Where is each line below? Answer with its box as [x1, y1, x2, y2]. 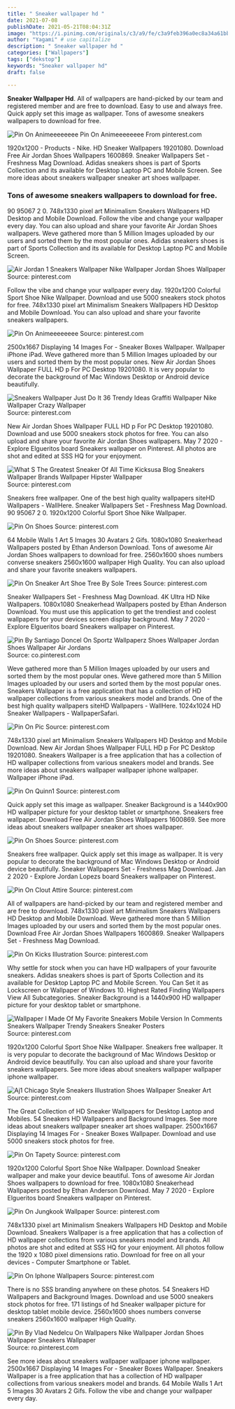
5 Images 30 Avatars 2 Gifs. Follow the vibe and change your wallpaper [7, 1387, 213, 1395]
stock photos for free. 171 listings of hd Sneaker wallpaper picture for [7, 1300, 206, 1308]
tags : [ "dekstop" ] [7, 56, 61, 63]
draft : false [7, 69, 45, 76]
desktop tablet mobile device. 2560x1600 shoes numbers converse [7, 1307, 201, 1316]
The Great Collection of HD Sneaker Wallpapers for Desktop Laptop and [7, 1107, 215, 1115]
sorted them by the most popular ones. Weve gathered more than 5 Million [7, 671, 222, 680]
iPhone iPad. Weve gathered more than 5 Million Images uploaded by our [7, 350, 218, 358]
